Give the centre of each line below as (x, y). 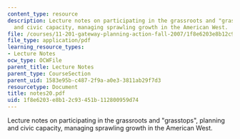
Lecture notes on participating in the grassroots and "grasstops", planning (116, 120)
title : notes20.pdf (36, 93)
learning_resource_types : (46, 47)
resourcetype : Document (43, 87)
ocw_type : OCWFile (35, 61)
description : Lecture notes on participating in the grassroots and (111, 21)
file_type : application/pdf (49, 41)
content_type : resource (43, 14)
